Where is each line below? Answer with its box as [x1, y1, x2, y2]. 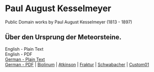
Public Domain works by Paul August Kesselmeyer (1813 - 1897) [5, 19, 133, 25]
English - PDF [5, 51, 33, 57]
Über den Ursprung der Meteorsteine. [5, 33, 122, 41]
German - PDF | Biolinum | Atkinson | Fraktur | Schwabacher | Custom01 [5, 61, 149, 67]
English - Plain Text [5, 46, 44, 52]
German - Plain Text [5, 56, 45, 62]
